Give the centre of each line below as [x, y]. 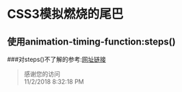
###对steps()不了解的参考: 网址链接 [56, 59]
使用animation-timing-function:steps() [91, 42]
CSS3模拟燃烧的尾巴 [65, 14]
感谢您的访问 [42, 74]
